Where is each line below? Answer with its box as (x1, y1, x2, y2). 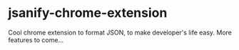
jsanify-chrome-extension (8, 5, 168, 21)
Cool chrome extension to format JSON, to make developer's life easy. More (8, 28, 233, 37)
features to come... (8, 35, 64, 44)
